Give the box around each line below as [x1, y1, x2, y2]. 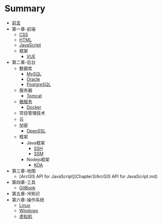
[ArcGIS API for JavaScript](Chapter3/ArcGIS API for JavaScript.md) [19, 173, 158, 179]
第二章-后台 [11, 59, 36, 65]
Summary [4, 3, 45, 14]
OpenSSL [26, 128, 46, 133]
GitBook [19, 185, 35, 191]
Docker [26, 104, 41, 110]
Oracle [26, 76, 40, 82]
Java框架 [26, 140, 45, 146]
